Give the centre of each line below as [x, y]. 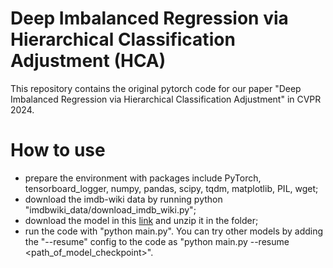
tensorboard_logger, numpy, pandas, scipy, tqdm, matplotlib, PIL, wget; [171, 188]
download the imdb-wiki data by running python [123, 199]
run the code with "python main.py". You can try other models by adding [174, 231]
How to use [58, 150]
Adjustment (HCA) [88, 61]
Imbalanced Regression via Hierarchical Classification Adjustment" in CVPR [166, 99]
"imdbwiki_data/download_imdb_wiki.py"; [110, 209]
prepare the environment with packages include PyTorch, [143, 178]
